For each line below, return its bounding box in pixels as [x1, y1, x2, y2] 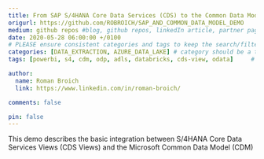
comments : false [8, 98, 61, 106]
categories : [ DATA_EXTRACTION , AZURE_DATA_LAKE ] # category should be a [8, 48, 251, 56]
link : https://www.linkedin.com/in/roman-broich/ [15, 84, 181, 92]
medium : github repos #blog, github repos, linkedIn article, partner [8, 26, 244, 34]
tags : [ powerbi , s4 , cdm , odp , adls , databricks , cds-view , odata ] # [8, 56, 255, 64]
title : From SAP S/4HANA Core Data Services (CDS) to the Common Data [8, 11, 244, 20]
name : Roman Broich [15, 76, 79, 85]
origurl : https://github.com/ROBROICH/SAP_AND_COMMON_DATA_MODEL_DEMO [8, 19, 244, 27]
